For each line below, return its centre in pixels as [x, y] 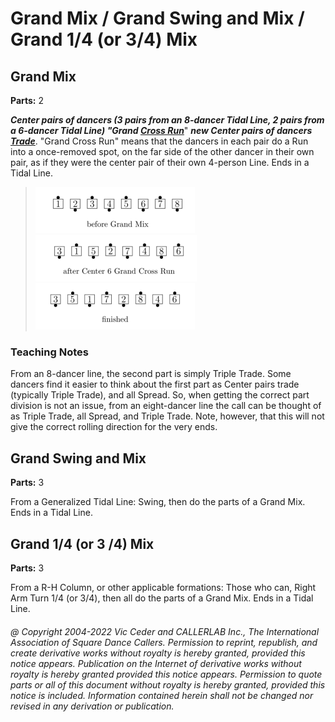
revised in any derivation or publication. [92, 706]
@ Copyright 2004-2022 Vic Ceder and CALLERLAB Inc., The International [165, 631]
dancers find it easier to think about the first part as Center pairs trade [155, 384]
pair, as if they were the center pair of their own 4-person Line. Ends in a [160, 162]
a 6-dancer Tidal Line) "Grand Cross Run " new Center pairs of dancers [161, 130]
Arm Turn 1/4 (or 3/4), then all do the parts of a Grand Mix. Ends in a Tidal [162, 598]
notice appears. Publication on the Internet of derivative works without [156, 663]
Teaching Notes [49, 352]
